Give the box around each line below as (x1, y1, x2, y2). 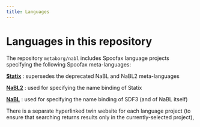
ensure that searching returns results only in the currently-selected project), (6, 113, 194, 120)
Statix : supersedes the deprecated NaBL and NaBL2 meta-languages (6, 72, 180, 80)
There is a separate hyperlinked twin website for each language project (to (6, 107, 191, 114)
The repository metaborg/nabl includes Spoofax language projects (6, 55, 169, 62)
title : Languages (6, 8, 50, 15)
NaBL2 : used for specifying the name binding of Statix (6, 84, 142, 91)
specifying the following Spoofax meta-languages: (6, 61, 131, 68)
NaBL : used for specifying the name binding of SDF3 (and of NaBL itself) (6, 95, 188, 102)
